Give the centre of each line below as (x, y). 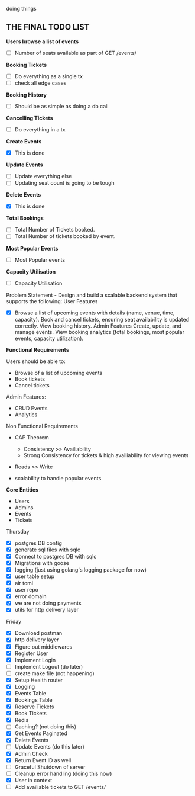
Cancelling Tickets (30, 118)
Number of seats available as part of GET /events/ (76, 53)
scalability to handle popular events (58, 478)
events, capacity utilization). (49, 338)
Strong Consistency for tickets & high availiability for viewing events (106, 455)
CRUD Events (31, 408)
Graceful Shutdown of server (50, 767)
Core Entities (22, 490)
